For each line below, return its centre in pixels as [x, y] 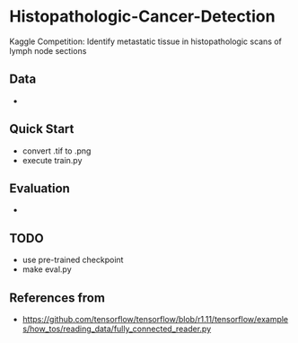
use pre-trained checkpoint [73, 260]
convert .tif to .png [57, 151]
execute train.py [52, 160]
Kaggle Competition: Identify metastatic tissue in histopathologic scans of [146, 41]
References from [57, 298]
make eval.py [47, 269]
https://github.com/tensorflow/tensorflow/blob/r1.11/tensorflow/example [155, 319]
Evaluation [39, 188]
